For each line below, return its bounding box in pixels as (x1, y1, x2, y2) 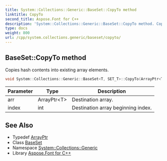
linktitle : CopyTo (5, 12, 43, 17)
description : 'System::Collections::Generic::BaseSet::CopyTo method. (5, 21, 155, 26)
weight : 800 (5, 30, 30, 35)
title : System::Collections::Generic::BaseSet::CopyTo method (5, 7, 137, 12)
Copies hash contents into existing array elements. (5, 67, 109, 73)
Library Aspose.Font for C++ (12, 150, 71, 156)
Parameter (7, 88, 33, 95)
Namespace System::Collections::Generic (12, 145, 98, 151)
